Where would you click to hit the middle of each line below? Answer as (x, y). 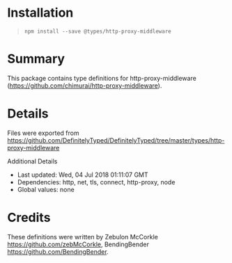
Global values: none (46, 189)
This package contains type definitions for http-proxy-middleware (102, 78)
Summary (36, 59)
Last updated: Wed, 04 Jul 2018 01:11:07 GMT (83, 175)
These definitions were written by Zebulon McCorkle (83, 237)
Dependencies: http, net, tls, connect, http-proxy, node (96, 182)
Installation (40, 13)
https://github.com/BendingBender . (58, 251)
